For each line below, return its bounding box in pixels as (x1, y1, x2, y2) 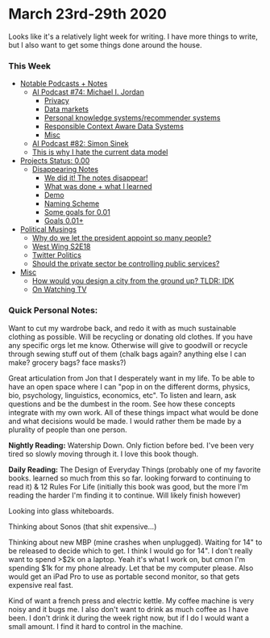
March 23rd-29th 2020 (8, 5, 167, 23)
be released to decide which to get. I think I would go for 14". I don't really (8, 546, 253, 556)
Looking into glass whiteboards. (8, 506, 114, 515)
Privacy (44, 96, 70, 106)
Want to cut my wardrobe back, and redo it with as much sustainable (8, 323, 236, 333)
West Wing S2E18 (31, 241, 91, 251)
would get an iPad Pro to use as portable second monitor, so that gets (8, 571, 240, 581)
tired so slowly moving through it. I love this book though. (8, 449, 199, 459)
